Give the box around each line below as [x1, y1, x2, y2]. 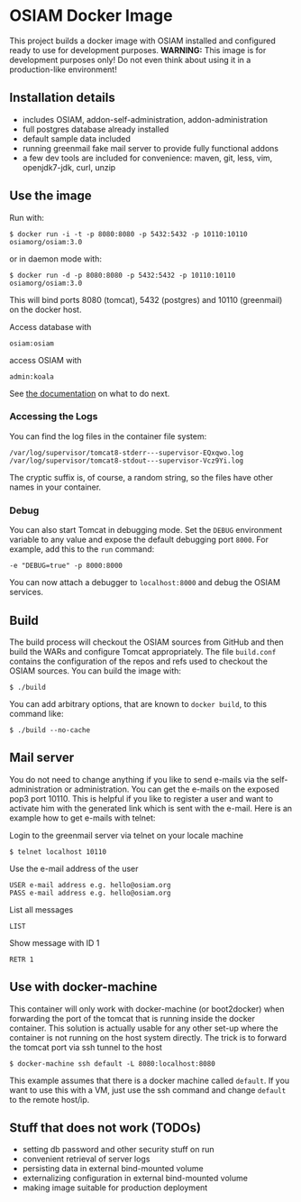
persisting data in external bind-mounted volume [22, 1163, 205, 1174]
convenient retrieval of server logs [22, 1153, 150, 1164]
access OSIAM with [9, 354, 83, 365]
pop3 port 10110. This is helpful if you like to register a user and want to [9, 793, 273, 803]
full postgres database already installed [22, 124, 169, 134]
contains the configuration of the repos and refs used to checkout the [9, 656, 269, 666]
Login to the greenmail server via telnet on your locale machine [9, 830, 243, 840]
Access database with [9, 321, 92, 332]
